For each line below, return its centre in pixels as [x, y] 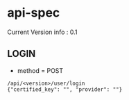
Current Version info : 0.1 [42, 32]
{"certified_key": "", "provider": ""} [65, 89]
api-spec [34, 13]
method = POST [40, 70]
